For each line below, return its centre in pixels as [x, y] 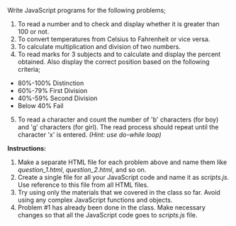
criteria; [29, 69]
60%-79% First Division [52, 91]
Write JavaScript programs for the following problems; [87, 10]
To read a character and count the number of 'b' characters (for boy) [118, 119]
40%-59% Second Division [57, 98]
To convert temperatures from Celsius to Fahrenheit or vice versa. [114, 39]
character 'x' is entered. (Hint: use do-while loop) [89, 135]
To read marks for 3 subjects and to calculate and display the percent [119, 54]
